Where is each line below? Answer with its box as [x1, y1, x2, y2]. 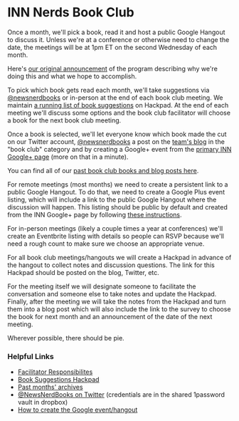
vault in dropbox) [17, 398, 68, 407]
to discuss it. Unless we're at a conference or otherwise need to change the [7, 35, 230, 43]
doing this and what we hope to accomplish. [7, 72, 137, 80]
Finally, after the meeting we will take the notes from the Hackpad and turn [7, 297, 226, 306]
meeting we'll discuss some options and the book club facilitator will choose [7, 108, 231, 117]
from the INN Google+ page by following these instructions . [7, 210, 182, 219]
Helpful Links [7, 351, 55, 361]
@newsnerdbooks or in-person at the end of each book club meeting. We [7, 93, 223, 102]
